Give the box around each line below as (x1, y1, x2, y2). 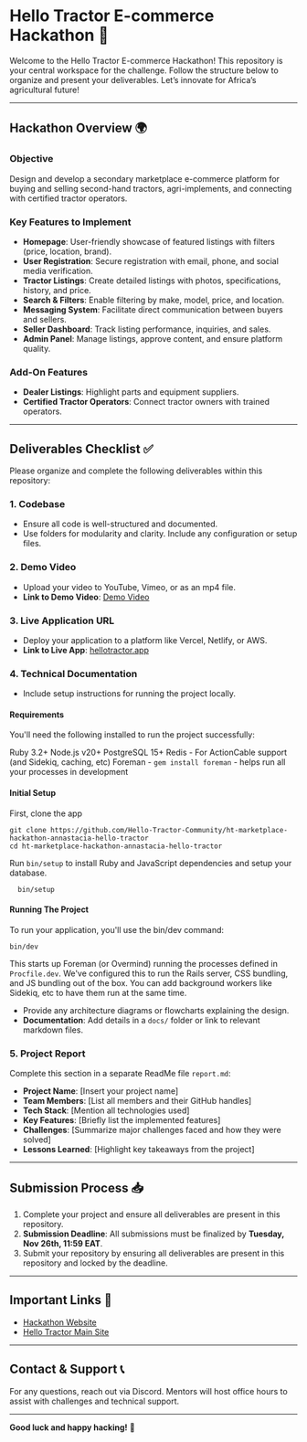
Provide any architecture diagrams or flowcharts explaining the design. (22, 1004, 290, 1015)
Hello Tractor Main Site (22, 1326, 110, 1337)
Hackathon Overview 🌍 (9, 121, 148, 136)
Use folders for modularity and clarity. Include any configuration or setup (22, 528, 298, 539)
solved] (22, 1134, 52, 1145)
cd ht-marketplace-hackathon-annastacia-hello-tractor (9, 842, 223, 851)
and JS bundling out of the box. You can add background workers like (9, 977, 272, 988)
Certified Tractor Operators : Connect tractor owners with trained (22, 397, 270, 408)
